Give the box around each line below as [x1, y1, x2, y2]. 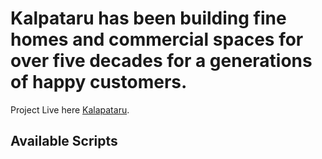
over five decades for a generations [10, 50, 313, 72]
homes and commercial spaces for [10, 28, 304, 51]
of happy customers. [10, 71, 188, 94]
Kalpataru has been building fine [10, 7, 287, 30]
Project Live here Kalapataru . [10, 103, 130, 116]
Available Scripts [10, 133, 118, 150]
